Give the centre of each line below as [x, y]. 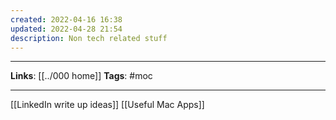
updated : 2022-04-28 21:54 [66, 29]
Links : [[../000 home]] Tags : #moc [81, 76]
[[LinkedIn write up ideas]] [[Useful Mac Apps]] [107, 105]
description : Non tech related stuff [89, 38]
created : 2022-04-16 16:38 [66, 19]
